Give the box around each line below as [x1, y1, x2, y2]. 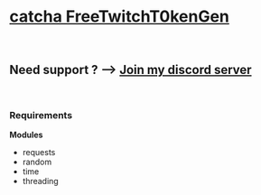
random [22, 156, 52, 168]
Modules [9, 129, 43, 141]
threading [22, 176, 59, 187]
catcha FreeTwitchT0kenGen [9, 6, 230, 27]
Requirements [9, 108, 73, 121]
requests [22, 147, 56, 158]
